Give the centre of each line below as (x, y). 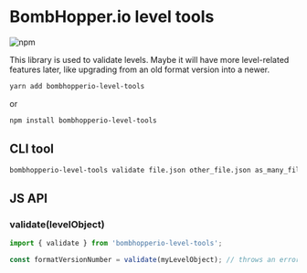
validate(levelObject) (57, 224)
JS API (29, 198)
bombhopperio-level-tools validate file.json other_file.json (130, 170)
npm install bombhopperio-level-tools (83, 121)
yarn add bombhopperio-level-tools (77, 86)
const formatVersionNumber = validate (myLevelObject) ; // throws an (143, 259)
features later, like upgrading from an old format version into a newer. (140, 69)
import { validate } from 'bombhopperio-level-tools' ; (116, 244)
